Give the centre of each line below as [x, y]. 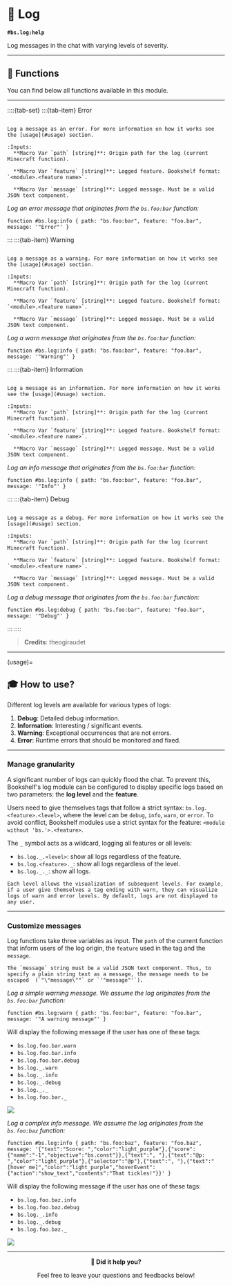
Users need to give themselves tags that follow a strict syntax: [96, 808]
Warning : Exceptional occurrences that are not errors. [94, 733]
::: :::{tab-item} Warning [41, 240]
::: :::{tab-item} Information [45, 369]
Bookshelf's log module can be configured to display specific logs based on [115, 787]
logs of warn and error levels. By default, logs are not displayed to [112, 896]
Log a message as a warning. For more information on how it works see [112, 259]
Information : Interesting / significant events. [80, 725]
